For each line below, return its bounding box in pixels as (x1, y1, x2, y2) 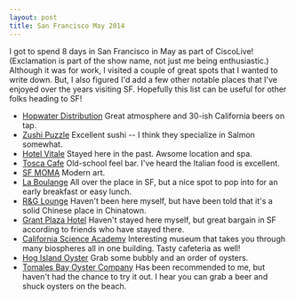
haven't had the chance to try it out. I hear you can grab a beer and (21, 271, 268, 281)
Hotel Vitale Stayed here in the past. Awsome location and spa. (21, 148, 253, 158)
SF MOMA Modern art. (21, 166, 106, 178)
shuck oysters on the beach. (21, 280, 127, 291)
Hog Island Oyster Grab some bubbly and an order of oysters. (21, 252, 249, 263)
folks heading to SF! (9, 93, 83, 103)
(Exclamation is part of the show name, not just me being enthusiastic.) (9, 55, 269, 66)
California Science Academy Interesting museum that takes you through (21, 233, 286, 244)
